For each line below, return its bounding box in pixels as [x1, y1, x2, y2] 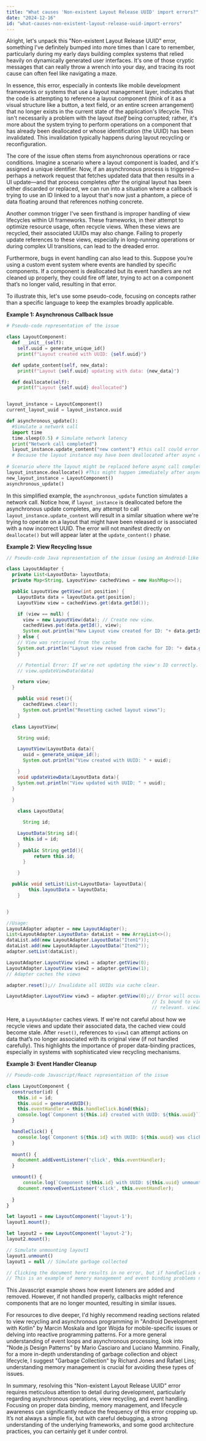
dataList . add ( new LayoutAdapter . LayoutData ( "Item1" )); [6, 937, 150, 943]
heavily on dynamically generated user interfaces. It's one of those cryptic [6, 57, 194, 64]
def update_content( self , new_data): [12, 362, 109, 369]
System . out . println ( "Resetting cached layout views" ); [22, 707, 166, 713]
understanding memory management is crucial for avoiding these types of [6, 1364, 194, 1371]
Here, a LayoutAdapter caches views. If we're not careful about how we [6, 1016, 186, 1023]
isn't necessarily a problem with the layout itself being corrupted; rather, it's [6, 114, 197, 122]
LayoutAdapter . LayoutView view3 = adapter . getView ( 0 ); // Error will [6, 993, 185, 999]
